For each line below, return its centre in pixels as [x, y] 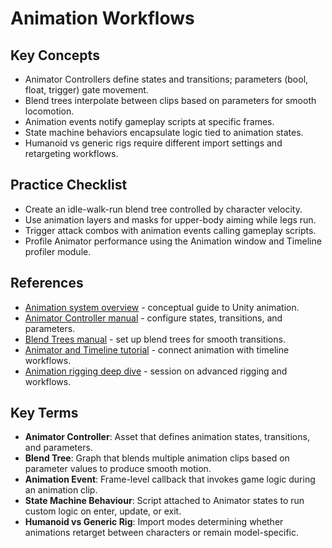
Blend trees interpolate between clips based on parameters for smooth [170, 100]
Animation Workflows [102, 18]
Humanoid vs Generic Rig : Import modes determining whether [154, 522]
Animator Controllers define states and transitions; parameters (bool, [166, 79]
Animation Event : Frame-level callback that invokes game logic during [170, 479]
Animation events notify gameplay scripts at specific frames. [149, 121]
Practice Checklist [69, 185]
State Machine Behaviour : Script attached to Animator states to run [164, 501]
